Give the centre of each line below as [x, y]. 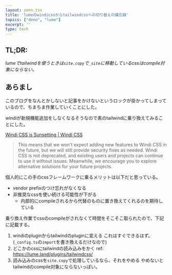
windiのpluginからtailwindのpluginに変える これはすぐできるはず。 [83, 235]
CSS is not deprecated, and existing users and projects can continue [90, 155]
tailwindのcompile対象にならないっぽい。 [56, 267]
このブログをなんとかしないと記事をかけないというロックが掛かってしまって [86, 100]
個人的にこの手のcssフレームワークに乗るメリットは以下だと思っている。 [83, 177]
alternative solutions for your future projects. [65, 166]
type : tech [17, 29]
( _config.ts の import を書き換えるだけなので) [60, 242]
